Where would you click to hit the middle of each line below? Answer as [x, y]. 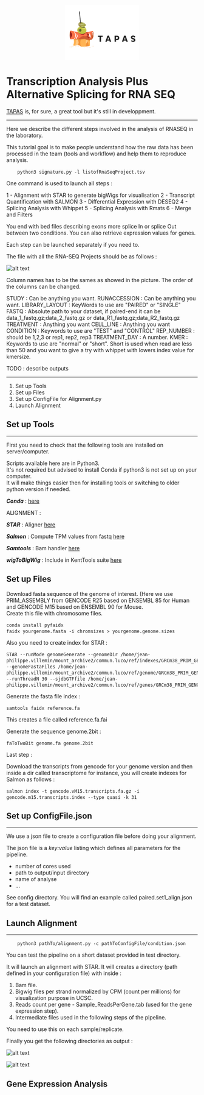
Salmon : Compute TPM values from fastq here [66, 536]
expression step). [37, 1011]
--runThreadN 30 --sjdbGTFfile [46, 679]
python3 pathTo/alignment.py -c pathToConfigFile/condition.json [102, 944]
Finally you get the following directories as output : [70, 1041]
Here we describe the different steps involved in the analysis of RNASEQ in [100, 129]
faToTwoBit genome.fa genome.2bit [50, 743]
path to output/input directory [52, 873]
